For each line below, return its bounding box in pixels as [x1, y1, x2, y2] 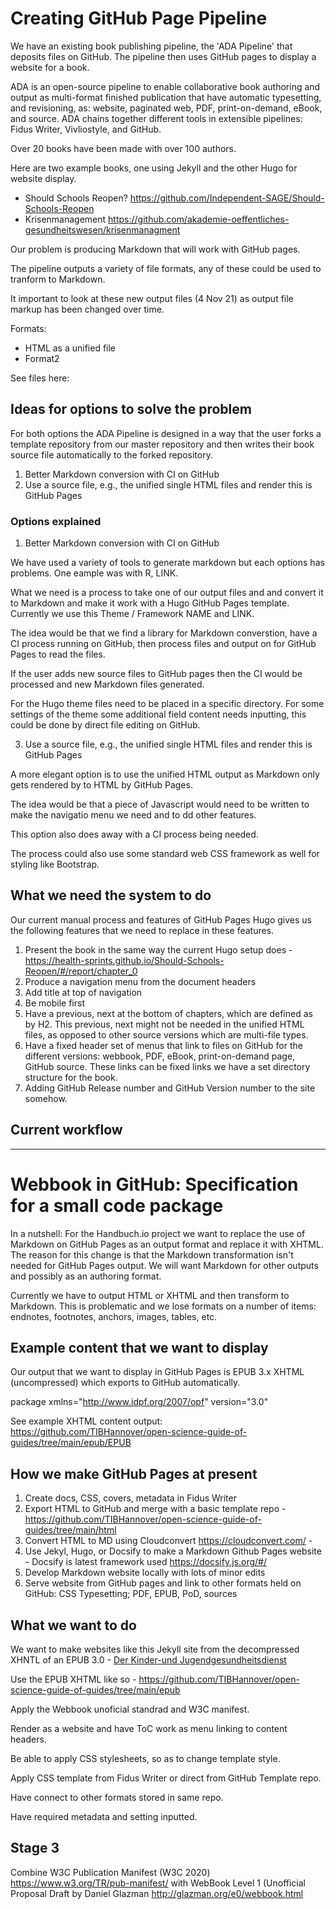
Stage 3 [10, 1840, 60, 1857]
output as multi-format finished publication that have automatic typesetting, [10, 91, 322, 103]
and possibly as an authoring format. [10, 1270, 162, 1282]
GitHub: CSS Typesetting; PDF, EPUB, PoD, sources [24, 1588, 238, 1600]
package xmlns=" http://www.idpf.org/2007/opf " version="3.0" [10, 1396, 269, 1408]
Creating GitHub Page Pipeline [10, 7, 268, 30]
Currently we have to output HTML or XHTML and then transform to [10, 1289, 290, 1301]
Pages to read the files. [10, 648, 106, 661]
